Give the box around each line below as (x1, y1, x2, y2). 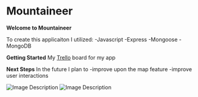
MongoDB (6, 42, 32, 49)
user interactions (6, 72, 49, 79)
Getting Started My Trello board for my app (6, 54, 116, 61)
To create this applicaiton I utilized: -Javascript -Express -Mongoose (6, 36, 178, 43)
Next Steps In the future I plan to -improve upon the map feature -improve (6, 65, 193, 73)
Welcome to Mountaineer (6, 24, 72, 31)
